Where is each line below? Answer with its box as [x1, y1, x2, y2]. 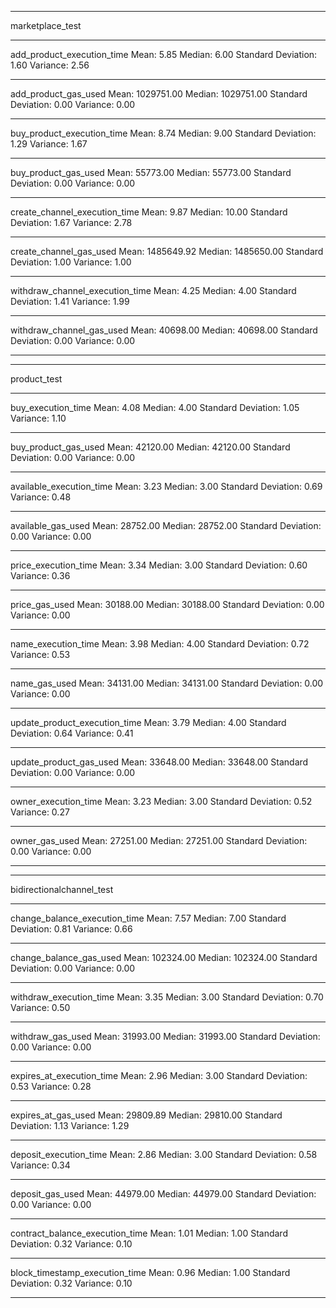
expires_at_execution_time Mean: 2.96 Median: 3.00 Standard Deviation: [10, 1070, 308, 1081]
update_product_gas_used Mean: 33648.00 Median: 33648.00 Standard [10, 756, 309, 768]
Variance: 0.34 [10, 1159, 71, 1171]
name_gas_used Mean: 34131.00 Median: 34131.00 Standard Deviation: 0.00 [10, 677, 324, 689]
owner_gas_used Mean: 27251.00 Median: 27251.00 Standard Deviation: [10, 835, 308, 846]
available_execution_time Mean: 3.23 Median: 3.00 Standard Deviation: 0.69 [10, 481, 323, 492]
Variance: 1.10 [10, 412, 67, 424]
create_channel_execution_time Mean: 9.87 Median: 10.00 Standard [10, 206, 288, 218]
